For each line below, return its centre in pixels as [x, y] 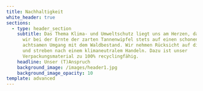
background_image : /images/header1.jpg [67, 67]
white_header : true [31, 17]
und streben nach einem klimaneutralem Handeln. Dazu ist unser [105, 51]
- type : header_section [41, 28]
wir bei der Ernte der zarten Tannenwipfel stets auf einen [99, 40]
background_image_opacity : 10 [55, 73]
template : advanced [31, 78]
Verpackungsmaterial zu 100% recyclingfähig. [80, 56]
